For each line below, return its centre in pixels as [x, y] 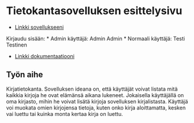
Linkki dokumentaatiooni [45, 56]
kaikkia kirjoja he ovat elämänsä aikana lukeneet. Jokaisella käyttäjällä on [95, 95]
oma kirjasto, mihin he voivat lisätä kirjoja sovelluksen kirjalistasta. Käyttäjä [97, 101]
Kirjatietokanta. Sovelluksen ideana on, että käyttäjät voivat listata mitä [92, 89]
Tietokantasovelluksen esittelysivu [94, 11]
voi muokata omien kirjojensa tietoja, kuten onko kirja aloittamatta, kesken [96, 108]
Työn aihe [25, 75]
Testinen [17, 45]
